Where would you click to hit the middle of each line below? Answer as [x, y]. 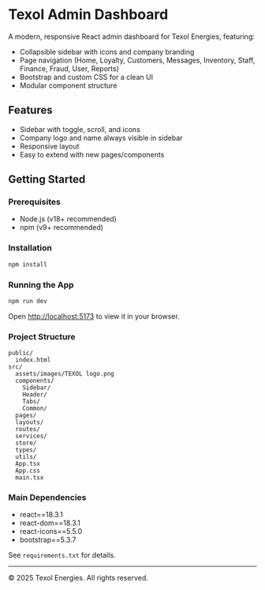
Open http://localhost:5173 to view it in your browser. [94, 316]
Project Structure [42, 336]
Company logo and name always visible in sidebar [101, 138]
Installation [30, 248]
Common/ [35, 409]
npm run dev [28, 301]
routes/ [28, 429]
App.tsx [28, 464]
